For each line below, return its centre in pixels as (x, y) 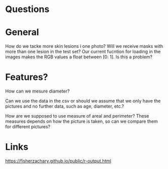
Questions (27, 9)
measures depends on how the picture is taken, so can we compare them (81, 121)
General (22, 32)
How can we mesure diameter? (37, 91)
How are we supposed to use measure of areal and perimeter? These (77, 116)
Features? (27, 77)
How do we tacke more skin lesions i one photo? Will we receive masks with (84, 46)
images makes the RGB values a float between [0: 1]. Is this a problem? (79, 57)
